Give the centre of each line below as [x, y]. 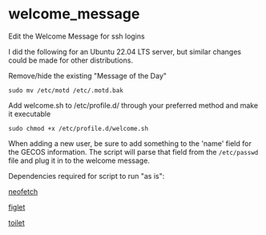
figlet [17, 207]
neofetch [23, 191]
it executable [30, 114]
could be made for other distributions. [71, 60]
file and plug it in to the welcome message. [79, 160]
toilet [17, 222]
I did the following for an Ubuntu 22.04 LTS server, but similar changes [125, 51]
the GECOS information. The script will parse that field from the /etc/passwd [133, 152]
